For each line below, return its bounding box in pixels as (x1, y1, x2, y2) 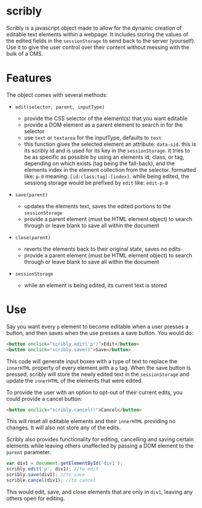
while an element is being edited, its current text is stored (24, 282, 168, 289)
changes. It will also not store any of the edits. (6, 424, 121, 431)
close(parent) (15, 234, 51, 240)
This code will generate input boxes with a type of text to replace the (6, 357, 178, 365)
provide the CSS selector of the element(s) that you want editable (24, 114, 187, 122)
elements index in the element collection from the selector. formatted (24, 166, 197, 173)
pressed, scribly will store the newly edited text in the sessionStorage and (6, 371, 189, 378)
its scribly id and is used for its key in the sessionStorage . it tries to (24, 147, 191, 154)
